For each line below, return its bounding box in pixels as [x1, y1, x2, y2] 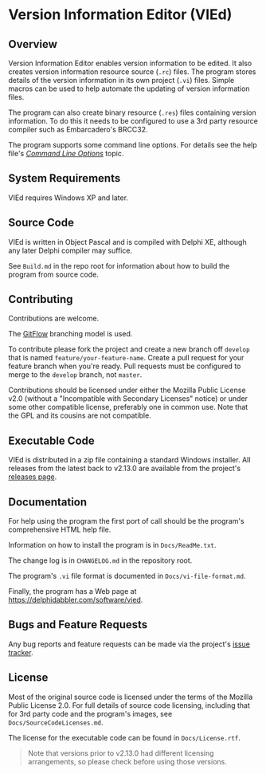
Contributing [8, 293, 73, 306]
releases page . [8, 472, 57, 481]
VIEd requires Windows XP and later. [8, 193, 129, 202]
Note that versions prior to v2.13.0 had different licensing [27, 748, 214, 758]
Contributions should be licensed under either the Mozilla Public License [8, 385, 246, 395]
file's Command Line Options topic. [8, 149, 124, 158]
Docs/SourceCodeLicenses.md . [8, 717, 104, 727]
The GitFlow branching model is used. [8, 329, 133, 339]
